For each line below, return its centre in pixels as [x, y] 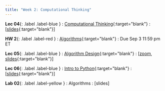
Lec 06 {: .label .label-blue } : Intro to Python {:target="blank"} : [68, 68]
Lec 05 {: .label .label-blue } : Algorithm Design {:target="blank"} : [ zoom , [79, 53]
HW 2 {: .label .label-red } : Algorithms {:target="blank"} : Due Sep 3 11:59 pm [83, 39]
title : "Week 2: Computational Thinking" [48, 10]
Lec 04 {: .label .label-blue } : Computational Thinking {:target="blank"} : [78, 24]
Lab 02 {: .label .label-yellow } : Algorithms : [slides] [57, 83]
